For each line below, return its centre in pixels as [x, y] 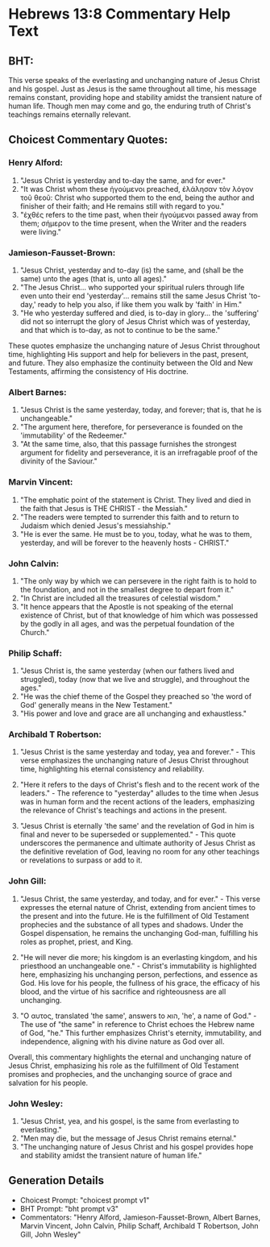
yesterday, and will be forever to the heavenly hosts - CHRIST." [125, 542]
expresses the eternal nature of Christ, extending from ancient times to [138, 907]
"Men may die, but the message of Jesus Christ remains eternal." [128, 1138]
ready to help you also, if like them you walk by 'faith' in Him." [140, 304]
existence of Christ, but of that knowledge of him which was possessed [139, 615]
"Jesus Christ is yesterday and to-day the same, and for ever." [123, 180]
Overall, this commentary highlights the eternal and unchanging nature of [130, 1057]
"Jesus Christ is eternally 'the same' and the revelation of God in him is [137, 826]
